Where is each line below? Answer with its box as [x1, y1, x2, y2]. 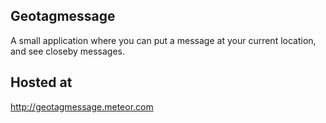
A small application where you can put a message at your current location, [10, 34, 317, 46]
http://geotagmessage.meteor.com [10, 100, 154, 113]
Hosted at [10, 74, 73, 91]
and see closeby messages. [10, 45, 125, 57]
